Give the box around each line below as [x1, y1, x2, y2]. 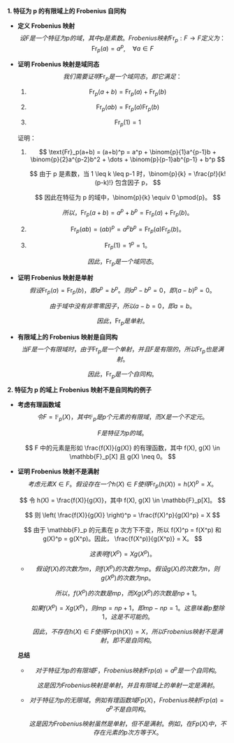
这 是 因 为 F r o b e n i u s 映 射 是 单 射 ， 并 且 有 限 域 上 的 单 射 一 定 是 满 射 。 [37, 681, 219, 689]
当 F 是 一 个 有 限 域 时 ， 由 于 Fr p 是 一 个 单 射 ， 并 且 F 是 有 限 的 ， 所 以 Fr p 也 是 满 [21, 345, 224, 355]
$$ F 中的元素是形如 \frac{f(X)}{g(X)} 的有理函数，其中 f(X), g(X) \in [24, 443, 221, 453]
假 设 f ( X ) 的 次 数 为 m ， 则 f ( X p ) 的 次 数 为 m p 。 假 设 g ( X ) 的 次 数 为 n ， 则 [36, 564, 220, 573]
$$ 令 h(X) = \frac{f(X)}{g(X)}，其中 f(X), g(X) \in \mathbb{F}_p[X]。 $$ [20, 496, 226, 504]
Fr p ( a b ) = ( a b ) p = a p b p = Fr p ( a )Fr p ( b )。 [70, 223, 185, 235]
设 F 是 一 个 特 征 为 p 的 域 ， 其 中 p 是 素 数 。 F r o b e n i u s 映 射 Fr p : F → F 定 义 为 [20, 34, 220, 44]
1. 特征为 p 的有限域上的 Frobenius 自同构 [7, 7, 126, 15]
